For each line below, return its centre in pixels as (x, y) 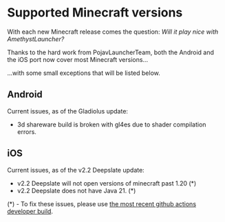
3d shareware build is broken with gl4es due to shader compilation (111, 124)
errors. (26, 131)
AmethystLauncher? (36, 38)
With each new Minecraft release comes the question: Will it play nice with (113, 32)
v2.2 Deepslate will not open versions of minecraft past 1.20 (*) (107, 183)
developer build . (30, 211)
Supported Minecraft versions (95, 13)
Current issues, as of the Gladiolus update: (68, 111)
